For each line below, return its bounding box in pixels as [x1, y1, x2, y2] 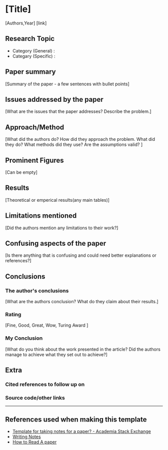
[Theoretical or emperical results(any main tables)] [5, 197, 110, 203]
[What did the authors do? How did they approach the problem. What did [5, 136, 155, 142]
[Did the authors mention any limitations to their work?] [5, 225, 118, 231]
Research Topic [5, 34, 55, 43]
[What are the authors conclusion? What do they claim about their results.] [5, 299, 158, 305]
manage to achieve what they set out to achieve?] [5, 351, 107, 358]
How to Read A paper [12, 439, 57, 445]
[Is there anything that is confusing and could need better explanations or [5, 252, 156, 258]
